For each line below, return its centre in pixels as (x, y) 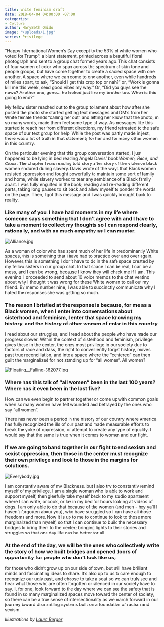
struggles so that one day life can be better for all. (56, 533)
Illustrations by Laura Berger (34, 619)
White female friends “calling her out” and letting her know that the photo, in (82, 117)
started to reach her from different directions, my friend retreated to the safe (82, 128)
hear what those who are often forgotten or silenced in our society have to (80, 584)
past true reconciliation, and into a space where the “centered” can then (78, 355)
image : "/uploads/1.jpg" (30, 32)
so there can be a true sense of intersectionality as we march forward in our (82, 600)
